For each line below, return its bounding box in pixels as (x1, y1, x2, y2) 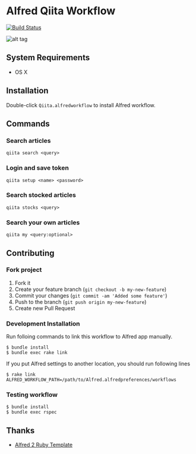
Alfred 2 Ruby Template (14, 442, 73, 449)
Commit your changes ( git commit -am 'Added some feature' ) (14, 292, 167, 299)
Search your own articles (6, 218, 80, 227)
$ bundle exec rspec (6, 409, 58, 415)
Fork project (6, 266, 42, 274)
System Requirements (6, 52, 90, 63)
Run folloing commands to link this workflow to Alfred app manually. (6, 333, 173, 340)
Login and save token (6, 164, 69, 172)
